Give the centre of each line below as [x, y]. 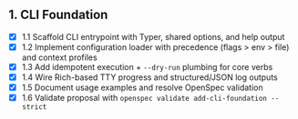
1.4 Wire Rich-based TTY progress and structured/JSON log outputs [150, 77]
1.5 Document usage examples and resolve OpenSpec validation [142, 88]
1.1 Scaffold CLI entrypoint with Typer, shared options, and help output [153, 36]
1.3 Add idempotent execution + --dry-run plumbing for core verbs [147, 66]
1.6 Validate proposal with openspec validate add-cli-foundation [144, 98]
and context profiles [59, 57]
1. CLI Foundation [58, 15]
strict [34, 107]
